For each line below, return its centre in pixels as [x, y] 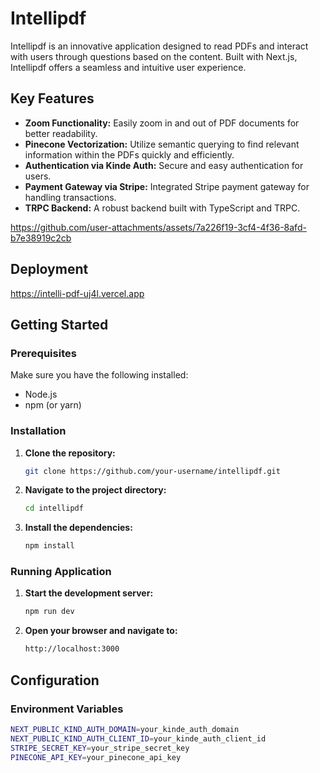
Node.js [41, 394]
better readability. [61, 133]
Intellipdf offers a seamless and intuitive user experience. [128, 67]
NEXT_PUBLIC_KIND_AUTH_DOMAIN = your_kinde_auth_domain [125, 729]
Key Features [52, 98]
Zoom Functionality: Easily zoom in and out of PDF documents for [162, 123]
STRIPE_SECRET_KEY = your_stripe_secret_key [100, 748]
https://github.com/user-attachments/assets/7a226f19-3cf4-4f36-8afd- [158, 227]
